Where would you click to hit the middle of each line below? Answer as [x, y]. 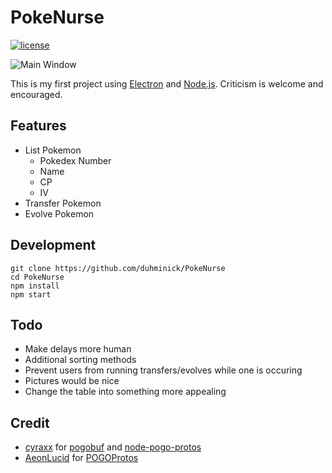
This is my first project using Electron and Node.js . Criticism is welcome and [167, 83]
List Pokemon [53, 150]
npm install [35, 286]
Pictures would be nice [72, 381]
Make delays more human [78, 349]
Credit [30, 422]
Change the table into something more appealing [125, 392]
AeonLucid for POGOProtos [81, 458]
